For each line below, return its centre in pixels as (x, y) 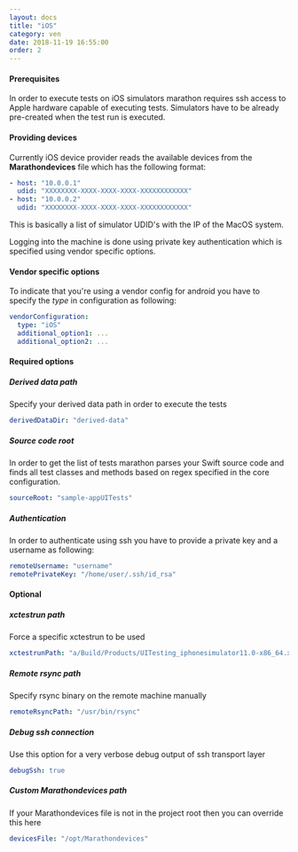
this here (25, 822)
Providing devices (43, 137)
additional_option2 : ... (63, 341)
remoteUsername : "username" (61, 566)
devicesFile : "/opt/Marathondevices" (79, 839)
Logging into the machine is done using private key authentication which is (145, 242)
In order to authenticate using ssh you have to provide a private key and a (144, 540)
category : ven (35, 34)
